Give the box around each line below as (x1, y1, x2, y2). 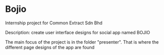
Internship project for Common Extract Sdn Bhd (5, 20, 103, 26)
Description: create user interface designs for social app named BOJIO (5, 29, 150, 35)
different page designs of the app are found (5, 44, 95, 50)
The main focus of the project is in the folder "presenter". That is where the (5, 39, 159, 45)
